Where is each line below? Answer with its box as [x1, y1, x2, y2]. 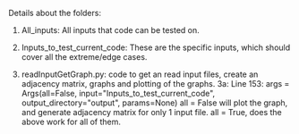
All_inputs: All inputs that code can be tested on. [21, 25, 201, 35]
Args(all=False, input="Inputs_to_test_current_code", [21, 88, 216, 98]
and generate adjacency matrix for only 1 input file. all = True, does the [21, 107, 283, 117]
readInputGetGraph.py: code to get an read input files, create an [21, 69, 259, 80]
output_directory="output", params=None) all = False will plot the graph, [21, 97, 288, 108]
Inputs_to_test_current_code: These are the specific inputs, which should [21, 42, 291, 53]
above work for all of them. [21, 116, 122, 127]
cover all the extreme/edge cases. [21, 52, 148, 62]
